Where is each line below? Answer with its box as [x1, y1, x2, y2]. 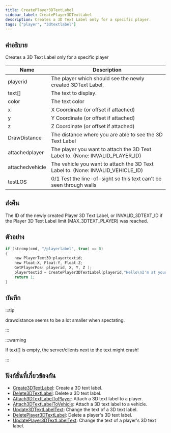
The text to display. [51, 90, 97, 97]
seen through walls [51, 182, 97, 189]
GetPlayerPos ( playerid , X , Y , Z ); [14, 265, 93, 271]
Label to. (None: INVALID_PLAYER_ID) [51, 152, 141, 159]
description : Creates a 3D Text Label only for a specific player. [5, 17, 152, 22]
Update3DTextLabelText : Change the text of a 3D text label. [12, 406, 138, 413]
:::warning [5, 336, 26, 343]
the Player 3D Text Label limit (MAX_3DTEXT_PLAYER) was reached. [5, 218, 149, 224]
